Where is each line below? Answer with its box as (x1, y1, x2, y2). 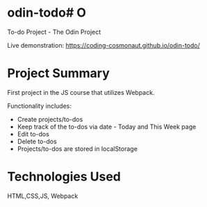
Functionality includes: (7, 102, 72, 110)
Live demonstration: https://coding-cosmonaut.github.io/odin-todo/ (7, 41, 200, 49)
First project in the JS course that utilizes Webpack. (7, 88, 155, 96)
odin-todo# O (7, 5, 87, 21)
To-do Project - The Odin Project (7, 28, 101, 36)
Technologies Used (7, 169, 122, 185)
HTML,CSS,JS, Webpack (7, 192, 78, 200)
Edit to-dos (17, 129, 50, 138)
